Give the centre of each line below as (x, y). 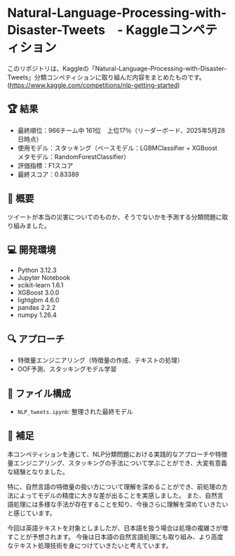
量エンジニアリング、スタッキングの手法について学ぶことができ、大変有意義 (117, 463)
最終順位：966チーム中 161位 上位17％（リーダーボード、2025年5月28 (121, 130)
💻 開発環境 (32, 250)
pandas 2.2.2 (36, 308)
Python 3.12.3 (37, 270)
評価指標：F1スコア (45, 165)
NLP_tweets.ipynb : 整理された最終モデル (75, 412)
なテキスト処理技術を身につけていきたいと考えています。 (90, 545)
